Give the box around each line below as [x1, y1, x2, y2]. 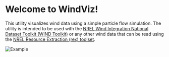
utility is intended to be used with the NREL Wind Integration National [5, 25, 149, 31]
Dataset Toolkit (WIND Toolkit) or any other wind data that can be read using [5, 31, 164, 37]
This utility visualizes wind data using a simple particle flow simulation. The [5, 20, 161, 26]
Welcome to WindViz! [5, 4, 98, 15]
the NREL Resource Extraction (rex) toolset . [5, 36, 96, 42]
